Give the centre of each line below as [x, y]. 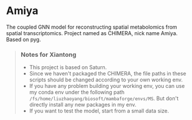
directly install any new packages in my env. [83, 105]
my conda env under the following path [77, 92]
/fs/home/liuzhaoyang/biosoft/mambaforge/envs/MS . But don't [104, 98]
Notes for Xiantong [48, 54]
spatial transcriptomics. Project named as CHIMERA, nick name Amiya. [92, 33]
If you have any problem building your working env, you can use [107, 86]
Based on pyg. [24, 39]
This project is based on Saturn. [68, 67]
